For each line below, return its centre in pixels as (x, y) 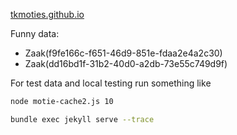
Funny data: (35, 33)
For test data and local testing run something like (111, 83)
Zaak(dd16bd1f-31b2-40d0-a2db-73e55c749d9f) (126, 63)
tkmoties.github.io (47, 14)
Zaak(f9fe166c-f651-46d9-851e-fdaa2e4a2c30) (123, 53)
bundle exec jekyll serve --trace (82, 119)
